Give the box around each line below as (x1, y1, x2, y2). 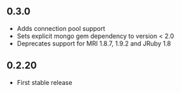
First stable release (16, 78, 73, 86)
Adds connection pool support (16, 24, 106, 32)
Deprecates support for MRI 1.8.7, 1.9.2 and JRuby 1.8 (16, 39, 172, 48)
